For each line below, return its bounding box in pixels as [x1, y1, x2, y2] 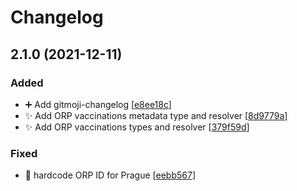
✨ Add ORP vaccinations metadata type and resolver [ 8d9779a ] [24, 109, 288, 121]
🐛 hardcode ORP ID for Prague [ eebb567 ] [24, 169, 196, 181]
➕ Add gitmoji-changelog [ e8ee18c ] [24, 98, 172, 110]
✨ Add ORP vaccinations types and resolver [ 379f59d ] [24, 121, 250, 133]
